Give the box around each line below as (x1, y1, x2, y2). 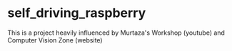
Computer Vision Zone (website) (7, 35, 103, 44)
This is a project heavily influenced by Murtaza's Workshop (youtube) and (7, 28, 225, 37)
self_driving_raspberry (7, 5, 146, 21)
